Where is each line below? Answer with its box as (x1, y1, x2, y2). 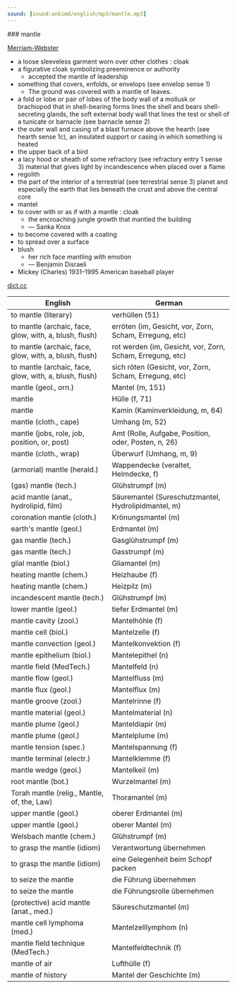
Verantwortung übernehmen (111, 843, 206, 853)
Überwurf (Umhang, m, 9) (111, 448, 197, 458)
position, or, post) (11, 437, 69, 447)
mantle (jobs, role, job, (11, 428, 85, 438)
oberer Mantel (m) (111, 819, 173, 829)
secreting (17, 110, 46, 118)
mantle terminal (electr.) (11, 754, 91, 763)
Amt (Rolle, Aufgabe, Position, (111, 428, 211, 438)
